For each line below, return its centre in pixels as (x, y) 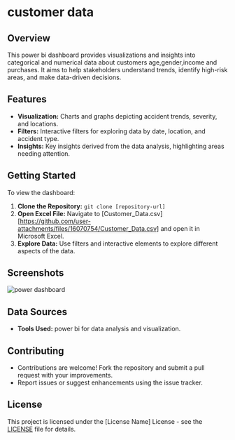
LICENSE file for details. (42, 429)
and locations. (38, 124)
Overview (29, 38)
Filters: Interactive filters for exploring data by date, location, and (112, 131)
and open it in (180, 228)
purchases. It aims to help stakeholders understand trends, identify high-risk (117, 70)
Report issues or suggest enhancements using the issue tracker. (110, 382)
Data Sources (37, 312)
